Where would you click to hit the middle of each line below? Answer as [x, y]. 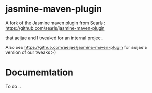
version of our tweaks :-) [31, 52]
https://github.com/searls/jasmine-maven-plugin [55, 28]
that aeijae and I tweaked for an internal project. [54, 38]
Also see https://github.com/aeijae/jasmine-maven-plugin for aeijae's [76, 47]
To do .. [13, 86]
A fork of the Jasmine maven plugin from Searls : [56, 23]
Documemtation [40, 72]
